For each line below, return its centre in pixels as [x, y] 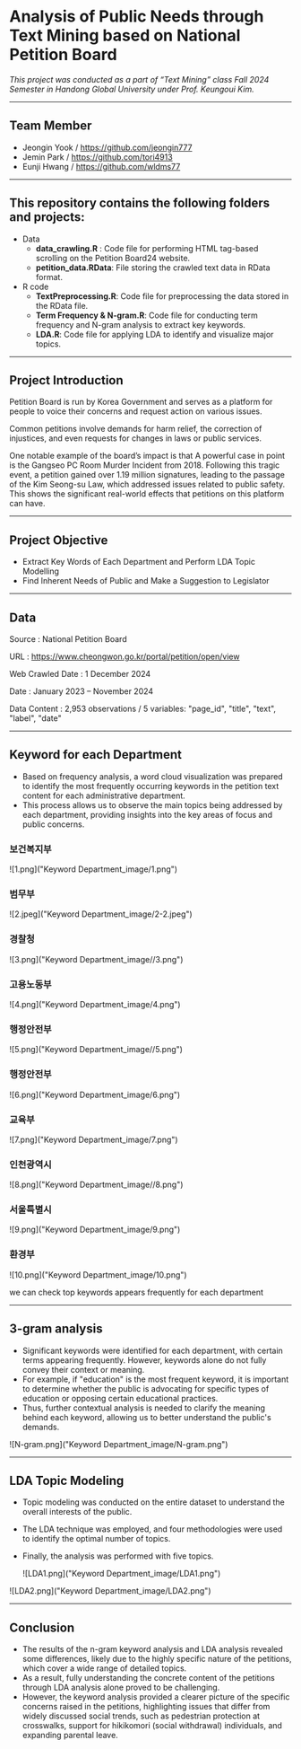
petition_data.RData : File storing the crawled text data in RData [153, 268]
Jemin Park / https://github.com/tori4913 [97, 157]
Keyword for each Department [95, 755]
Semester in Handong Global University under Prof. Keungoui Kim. [132, 89]
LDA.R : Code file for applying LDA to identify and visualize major [155, 334]
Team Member [51, 126]
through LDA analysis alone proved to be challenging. [121, 1687]
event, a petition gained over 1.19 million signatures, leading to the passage [147, 475]
